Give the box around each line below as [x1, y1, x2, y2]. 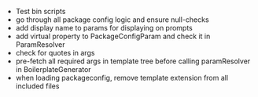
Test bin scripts [15, 7, 66, 16]
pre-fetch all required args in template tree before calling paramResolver [15, 56, 251, 66]
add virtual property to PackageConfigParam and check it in [15, 31, 211, 41]
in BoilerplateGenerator [15, 65, 92, 74]
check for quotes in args [15, 48, 95, 57]
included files [15, 81, 60, 91]
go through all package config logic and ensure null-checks [15, 15, 210, 24]
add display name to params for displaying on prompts [15, 23, 193, 32]
